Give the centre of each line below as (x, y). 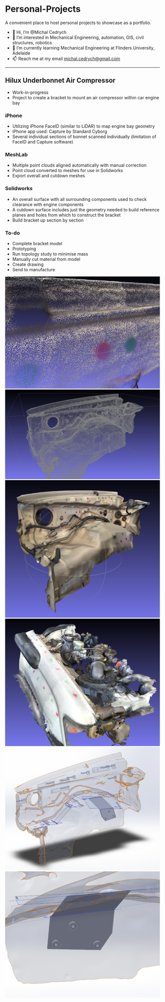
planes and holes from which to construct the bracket (66, 215)
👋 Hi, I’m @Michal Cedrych (39, 32)
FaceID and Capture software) (43, 142)
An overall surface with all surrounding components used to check (79, 199)
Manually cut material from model (46, 259)
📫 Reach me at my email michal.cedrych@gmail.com (66, 58)
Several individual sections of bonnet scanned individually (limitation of (84, 137)
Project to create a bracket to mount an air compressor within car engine (86, 97)
